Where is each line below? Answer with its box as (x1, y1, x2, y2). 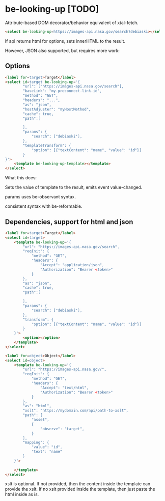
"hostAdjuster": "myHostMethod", (23, 107, 91, 111)
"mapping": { (23, 440, 50, 445)
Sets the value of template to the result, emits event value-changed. (5, 184, 142, 190)
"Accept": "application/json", (40, 263, 105, 268)
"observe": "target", (40, 426, 84, 431)
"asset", (31, 417, 50, 422)
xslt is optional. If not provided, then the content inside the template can (5, 481, 151, 487)
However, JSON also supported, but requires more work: (5, 48, 120, 54)
